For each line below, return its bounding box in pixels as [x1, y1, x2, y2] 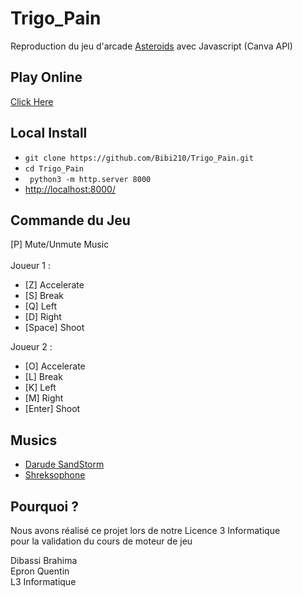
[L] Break [24, 371, 63, 383]
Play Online [10, 69, 83, 86]
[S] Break [24, 290, 64, 302]
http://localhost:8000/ [24, 183, 116, 195]
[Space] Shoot [24, 322, 85, 334]
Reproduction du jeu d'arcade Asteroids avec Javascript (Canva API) [10, 40, 293, 52]
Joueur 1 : [10, 260, 51, 272]
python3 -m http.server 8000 [29, 174, 152, 184]
